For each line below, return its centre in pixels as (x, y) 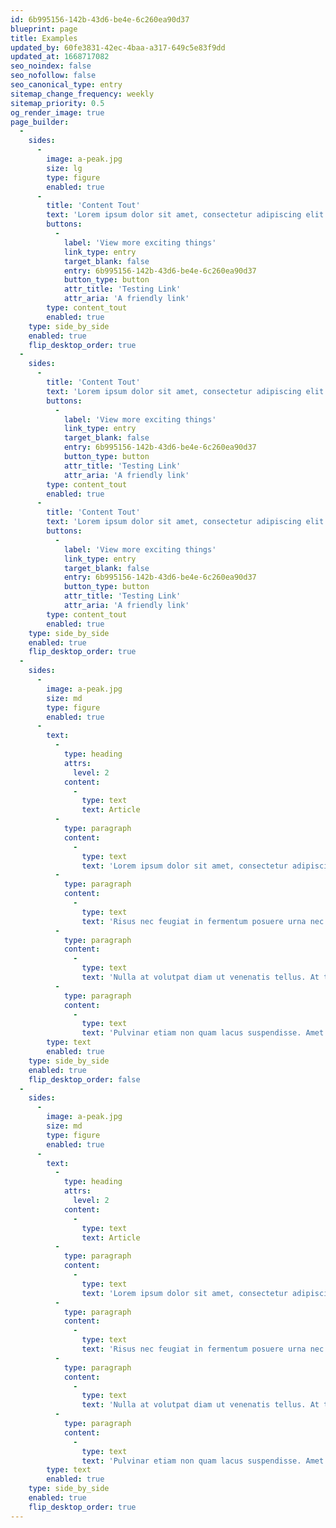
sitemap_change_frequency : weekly (82, 94)
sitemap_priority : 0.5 (57, 103)
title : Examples (44, 38)
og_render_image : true (57, 112)
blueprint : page (44, 29)
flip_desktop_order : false (84, 1079)
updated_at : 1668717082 (60, 57)
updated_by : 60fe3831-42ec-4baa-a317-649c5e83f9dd (118, 47)
